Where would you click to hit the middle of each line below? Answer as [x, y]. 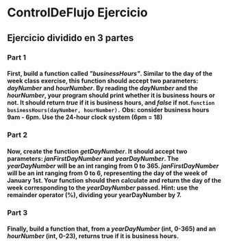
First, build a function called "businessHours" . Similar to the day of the [110, 74]
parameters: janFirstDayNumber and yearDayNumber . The [93, 158]
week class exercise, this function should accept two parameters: [103, 81]
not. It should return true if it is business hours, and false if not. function [111, 103]
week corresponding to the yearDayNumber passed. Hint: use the [103, 187]
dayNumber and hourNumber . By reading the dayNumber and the [103, 88]
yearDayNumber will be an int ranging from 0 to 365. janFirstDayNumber [113, 166]
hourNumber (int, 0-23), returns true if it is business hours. [93, 236]
